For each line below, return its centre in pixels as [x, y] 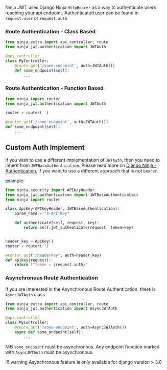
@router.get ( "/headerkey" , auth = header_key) [53, 255]
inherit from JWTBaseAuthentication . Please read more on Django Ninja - [81, 165]
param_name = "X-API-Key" [42, 214]
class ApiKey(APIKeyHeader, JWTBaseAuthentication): [63, 209]
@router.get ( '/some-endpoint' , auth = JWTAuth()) [57, 122]
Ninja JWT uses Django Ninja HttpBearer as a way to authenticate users [81, 7]
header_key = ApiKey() [29, 241]
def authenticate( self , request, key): [57, 223]
